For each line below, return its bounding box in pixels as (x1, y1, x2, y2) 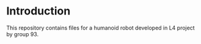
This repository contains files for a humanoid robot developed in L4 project (6, 24, 195, 31)
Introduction (6, 4, 71, 18)
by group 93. (6, 30, 38, 37)
